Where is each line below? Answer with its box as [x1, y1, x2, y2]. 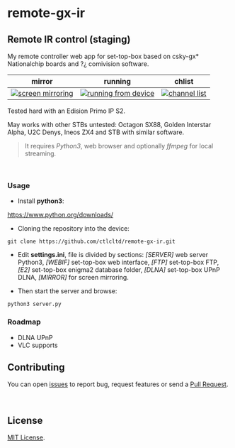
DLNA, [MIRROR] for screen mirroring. [17, 273, 129, 282]
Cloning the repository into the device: [17, 224, 130, 233]
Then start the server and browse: [17, 287, 117, 295]
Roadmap [7, 317, 41, 327]
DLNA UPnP [17, 333, 53, 342]
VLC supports [17, 341, 58, 349]
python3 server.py [7, 300, 62, 308]
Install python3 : [17, 197, 64, 205]
